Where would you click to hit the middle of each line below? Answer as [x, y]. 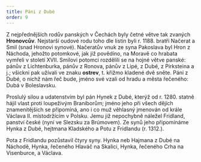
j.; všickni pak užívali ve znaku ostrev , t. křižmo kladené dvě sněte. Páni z [97, 72]
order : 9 [17, 17]
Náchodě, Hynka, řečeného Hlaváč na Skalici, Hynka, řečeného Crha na [95, 146]
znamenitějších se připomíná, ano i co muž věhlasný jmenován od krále [94, 109]
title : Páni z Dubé [31, 12]
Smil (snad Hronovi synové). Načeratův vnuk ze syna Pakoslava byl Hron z [98, 47]
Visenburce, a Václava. [34, 152]
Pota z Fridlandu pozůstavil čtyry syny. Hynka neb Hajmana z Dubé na [93, 140]
